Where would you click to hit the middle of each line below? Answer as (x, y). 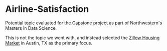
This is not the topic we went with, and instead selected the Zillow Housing (82, 38)
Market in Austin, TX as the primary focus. (49, 43)
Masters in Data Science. (31, 28)
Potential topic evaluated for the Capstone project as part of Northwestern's (84, 23)
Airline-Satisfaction (47, 9)
